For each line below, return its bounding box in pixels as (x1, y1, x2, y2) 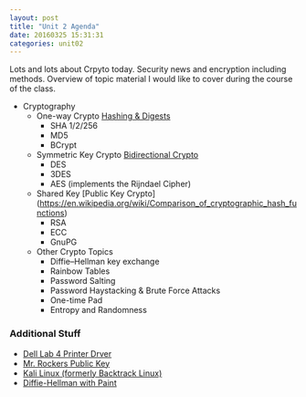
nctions (36, 207, 65, 219)
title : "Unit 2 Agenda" (9, 22, 100, 31)
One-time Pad (49, 295, 103, 306)
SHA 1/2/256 (49, 120, 99, 131)
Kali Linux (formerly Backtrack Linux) (22, 367, 163, 379)
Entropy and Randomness (49, 305, 148, 316)
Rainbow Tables (49, 266, 111, 277)
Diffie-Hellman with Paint (22, 377, 117, 388)
